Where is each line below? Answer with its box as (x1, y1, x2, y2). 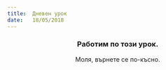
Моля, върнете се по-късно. (75, 55, 160, 63)
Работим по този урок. (76, 40, 159, 49)
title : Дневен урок (7, 10, 68, 17)
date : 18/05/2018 (7, 17, 64, 24)
